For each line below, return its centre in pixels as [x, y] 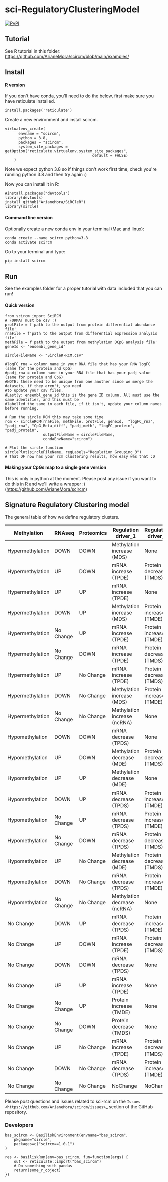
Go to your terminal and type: [35, 251]
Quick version [20, 305]
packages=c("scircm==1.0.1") [44, 1144]
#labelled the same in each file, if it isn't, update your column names [84, 404]
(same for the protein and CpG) [39, 368]
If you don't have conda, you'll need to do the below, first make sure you [79, 96]
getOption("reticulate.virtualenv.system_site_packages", [67, 151]
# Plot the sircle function [34, 448]
